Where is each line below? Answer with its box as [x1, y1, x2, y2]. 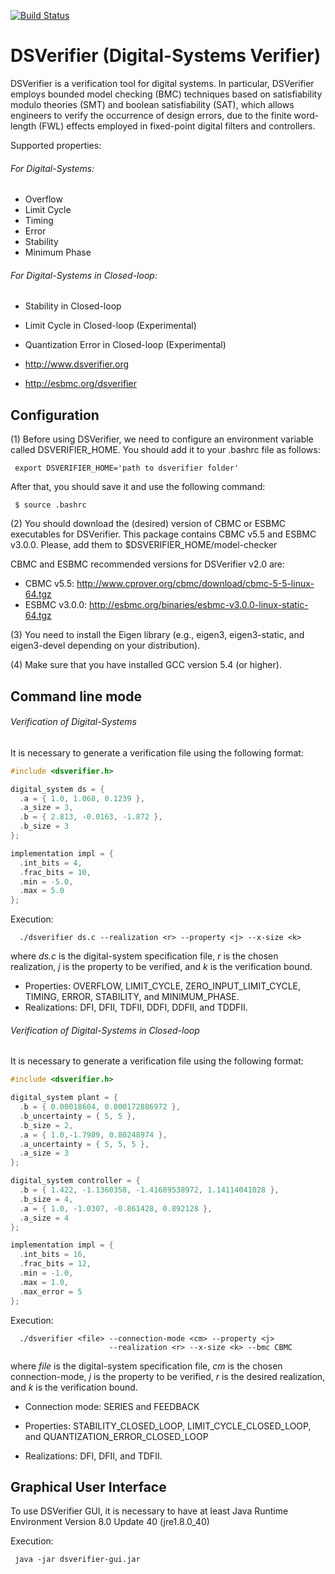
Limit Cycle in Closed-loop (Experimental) [24, 320, 197, 332]
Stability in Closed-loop [24, 300, 122, 312]
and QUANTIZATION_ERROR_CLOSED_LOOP [24, 1430, 209, 1442]
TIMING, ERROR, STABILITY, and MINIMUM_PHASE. [24, 991, 240, 1003]
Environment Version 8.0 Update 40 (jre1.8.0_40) [10, 1516, 210, 1528]
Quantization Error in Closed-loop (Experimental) [24, 339, 227, 351]
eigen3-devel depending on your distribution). [10, 640, 201, 652]
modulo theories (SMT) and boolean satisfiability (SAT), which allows [10, 98, 295, 110]
